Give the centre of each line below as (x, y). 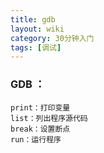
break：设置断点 (40, 129)
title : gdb (33, 19)
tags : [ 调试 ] (36, 47)
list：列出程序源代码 (49, 118)
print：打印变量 (40, 107)
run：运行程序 (36, 139)
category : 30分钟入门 (52, 38)
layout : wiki (37, 29)
